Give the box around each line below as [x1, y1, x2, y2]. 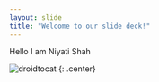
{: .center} [57, 63, 96, 74]
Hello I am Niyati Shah [9, 45, 92, 56]
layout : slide [9, 12, 63, 22]
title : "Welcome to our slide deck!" [9, 21, 151, 30]
